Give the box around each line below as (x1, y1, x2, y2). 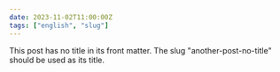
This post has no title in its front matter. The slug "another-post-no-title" (9, 45, 272, 55)
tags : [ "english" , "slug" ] (9, 21, 109, 30)
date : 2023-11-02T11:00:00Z (9, 12, 113, 22)
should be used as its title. (9, 54, 105, 65)
